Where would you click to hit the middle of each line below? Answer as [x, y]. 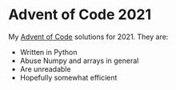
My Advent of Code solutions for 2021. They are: [88, 37]
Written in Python [48, 52]
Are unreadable [45, 68]
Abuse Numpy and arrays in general [79, 61]
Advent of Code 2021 [80, 15]
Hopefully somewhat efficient [68, 77]
